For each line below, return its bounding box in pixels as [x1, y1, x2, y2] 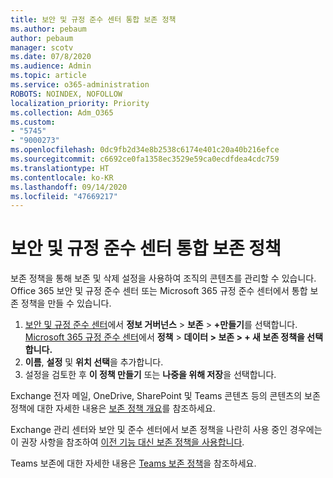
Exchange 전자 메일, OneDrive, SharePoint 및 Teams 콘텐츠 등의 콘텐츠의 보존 [10, 390, 321, 402]
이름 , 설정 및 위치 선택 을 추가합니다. [24, 356, 164, 368]
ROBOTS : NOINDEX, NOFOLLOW [10, 89, 123, 99]
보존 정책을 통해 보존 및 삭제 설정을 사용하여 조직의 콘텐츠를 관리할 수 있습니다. [10, 272, 317, 285]
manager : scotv [10, 42, 74, 53]
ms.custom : [10, 117, 56, 127]
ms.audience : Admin [10, 61, 92, 71]
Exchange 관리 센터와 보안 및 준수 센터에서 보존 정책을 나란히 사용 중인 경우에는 [10, 424, 323, 436]
